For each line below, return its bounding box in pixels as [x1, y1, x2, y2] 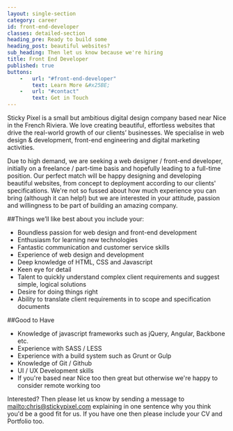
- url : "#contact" [19, 88, 79, 95]
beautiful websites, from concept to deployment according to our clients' [7, 179, 216, 187]
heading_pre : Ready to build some [7, 36, 108, 43]
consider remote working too [17, 381, 101, 389]
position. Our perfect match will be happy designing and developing [7, 172, 202, 180]
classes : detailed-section [7, 29, 86, 37]
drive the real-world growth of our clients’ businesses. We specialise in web [7, 128, 225, 137]
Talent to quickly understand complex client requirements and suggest [17, 273, 220, 281]
